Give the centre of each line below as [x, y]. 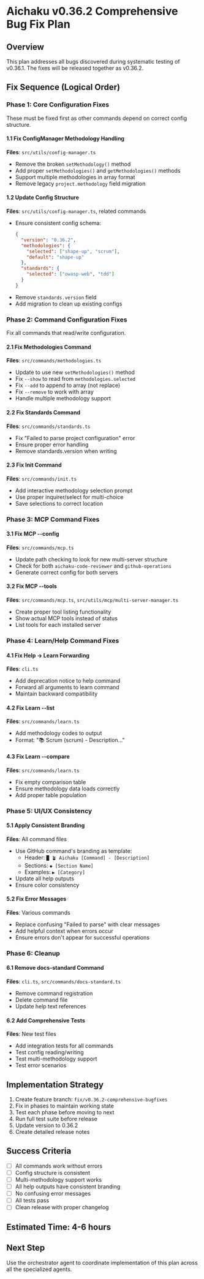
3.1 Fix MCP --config [33, 534]
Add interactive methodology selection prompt [74, 490]
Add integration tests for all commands [64, 1046]
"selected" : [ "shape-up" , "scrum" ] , [73, 251]
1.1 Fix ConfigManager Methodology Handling [65, 138]
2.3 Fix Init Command [34, 465]
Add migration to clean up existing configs [69, 304]
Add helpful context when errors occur [64, 931]
